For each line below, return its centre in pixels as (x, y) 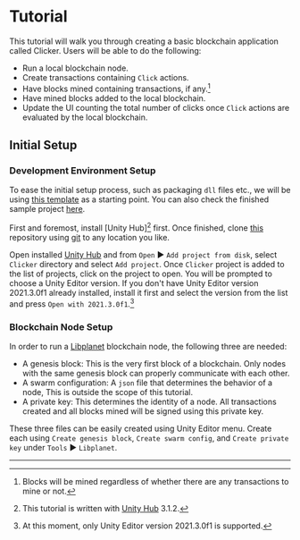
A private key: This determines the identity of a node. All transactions (149, 401)
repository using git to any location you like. (89, 237)
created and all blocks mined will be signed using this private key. (143, 411)
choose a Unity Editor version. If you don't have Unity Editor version (134, 283)
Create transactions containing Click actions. (105, 77)
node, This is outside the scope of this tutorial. (108, 392)
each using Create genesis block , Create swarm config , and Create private (149, 438)
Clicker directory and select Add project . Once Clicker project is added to (147, 264)
